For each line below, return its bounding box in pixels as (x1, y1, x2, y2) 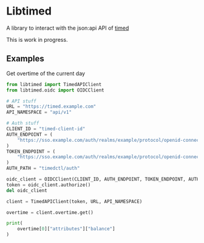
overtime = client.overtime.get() (6, 209, 94, 216)
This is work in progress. (6, 36, 68, 43)
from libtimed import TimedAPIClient (6, 81, 102, 87)
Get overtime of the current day (6, 70, 86, 77)
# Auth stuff (6, 120, 39, 127)
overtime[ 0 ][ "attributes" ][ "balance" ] (17, 226, 115, 232)
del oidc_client (6, 187, 47, 193)
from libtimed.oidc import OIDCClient (6, 87, 104, 93)
